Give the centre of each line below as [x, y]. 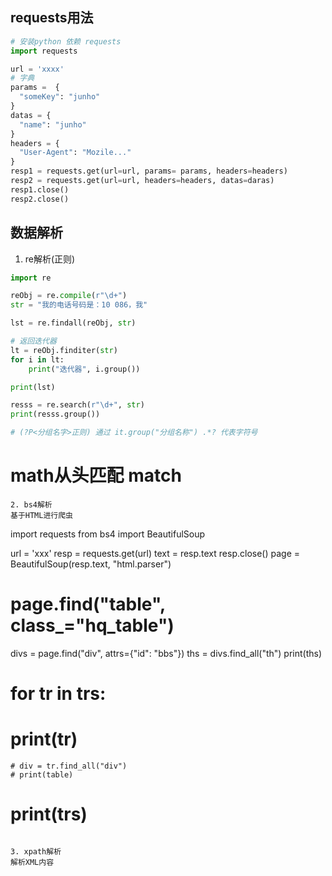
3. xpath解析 [36, 851]
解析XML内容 [32, 862]
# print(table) [42, 775]
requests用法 [52, 18]
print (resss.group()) [55, 414]
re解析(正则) [50, 259]
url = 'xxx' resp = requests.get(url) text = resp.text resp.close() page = [155, 553]
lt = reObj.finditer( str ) [64, 350]
